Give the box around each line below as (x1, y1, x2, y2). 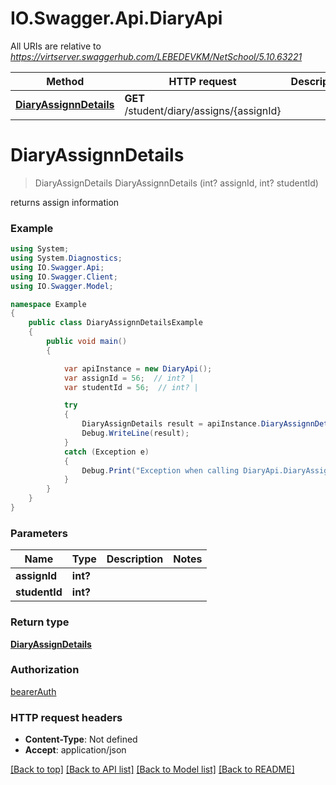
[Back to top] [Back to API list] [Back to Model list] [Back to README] (10, 763, 295, 776)
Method (46, 74, 85, 88)
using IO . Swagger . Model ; (10, 281, 114, 291)
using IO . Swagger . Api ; (10, 262, 105, 272)
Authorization (10, 663, 80, 677)
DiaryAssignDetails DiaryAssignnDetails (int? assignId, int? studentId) (34, 177, 319, 189)
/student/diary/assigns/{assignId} (124, 103, 282, 117)
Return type (10, 615, 70, 629)
